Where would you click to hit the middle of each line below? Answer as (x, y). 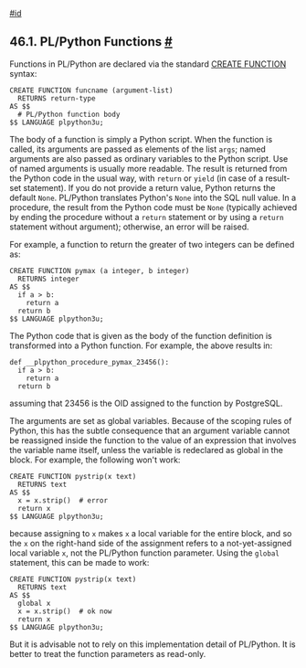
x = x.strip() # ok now (65, 611)
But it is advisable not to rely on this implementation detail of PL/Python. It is (153, 644)
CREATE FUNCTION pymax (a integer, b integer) (100, 270)
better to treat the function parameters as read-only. (108, 653)
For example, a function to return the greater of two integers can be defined (152, 244)
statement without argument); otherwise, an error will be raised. (129, 227)
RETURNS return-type (57, 98)
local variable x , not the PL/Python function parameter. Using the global (145, 553)
